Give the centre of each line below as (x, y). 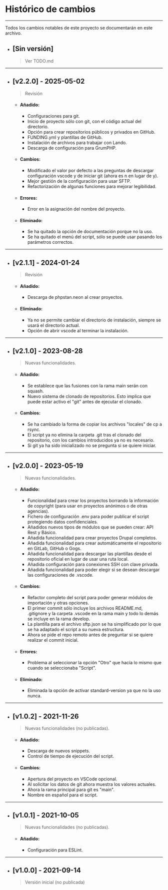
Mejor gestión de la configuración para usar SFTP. (79, 181)
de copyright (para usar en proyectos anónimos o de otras (87, 506)
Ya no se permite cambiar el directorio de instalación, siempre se (94, 320)
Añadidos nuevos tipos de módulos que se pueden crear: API (90, 527)
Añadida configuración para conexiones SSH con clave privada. (93, 564)
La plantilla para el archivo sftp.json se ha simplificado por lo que (94, 624)
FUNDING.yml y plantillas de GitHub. (65, 137)
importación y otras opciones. (58, 603)
